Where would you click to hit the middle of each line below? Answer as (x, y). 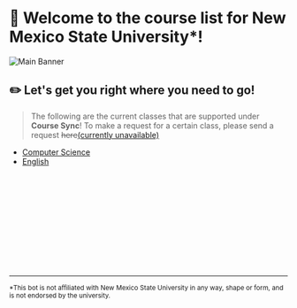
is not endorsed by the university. (60, 296)
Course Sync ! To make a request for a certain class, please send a (152, 125)
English (35, 161)
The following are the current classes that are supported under (145, 116)
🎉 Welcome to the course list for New (148, 18)
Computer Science (56, 152)
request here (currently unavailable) (95, 135)
